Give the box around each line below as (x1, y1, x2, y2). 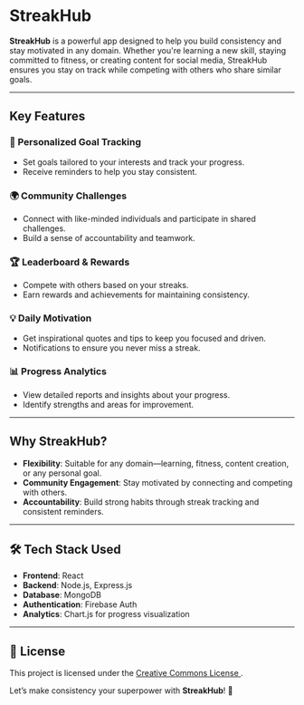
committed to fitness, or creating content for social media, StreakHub (9, 54, 268, 65)
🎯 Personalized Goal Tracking (9, 136, 142, 149)
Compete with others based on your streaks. (22, 280, 189, 291)
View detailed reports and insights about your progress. (22, 389, 231, 400)
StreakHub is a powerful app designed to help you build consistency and (9, 35, 282, 46)
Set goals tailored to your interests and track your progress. (22, 156, 245, 168)
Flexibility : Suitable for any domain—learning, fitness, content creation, (22, 458, 290, 468)
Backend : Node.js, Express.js (22, 580, 133, 591)
